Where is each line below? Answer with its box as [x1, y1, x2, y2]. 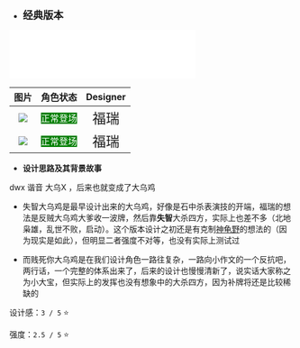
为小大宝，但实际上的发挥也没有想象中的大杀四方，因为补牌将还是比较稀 [22, 277, 291, 287]
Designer [86, 91, 126, 103]
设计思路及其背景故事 [22, 163, 102, 173]
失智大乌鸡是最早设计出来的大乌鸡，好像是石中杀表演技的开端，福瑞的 [22, 201, 284, 212]
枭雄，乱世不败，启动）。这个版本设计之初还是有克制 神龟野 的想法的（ [22, 224, 279, 234]
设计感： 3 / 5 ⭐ [9, 307, 69, 317]
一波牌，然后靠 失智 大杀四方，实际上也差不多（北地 [101, 213, 291, 223]
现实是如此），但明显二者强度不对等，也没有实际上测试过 [30, 235, 241, 245]
